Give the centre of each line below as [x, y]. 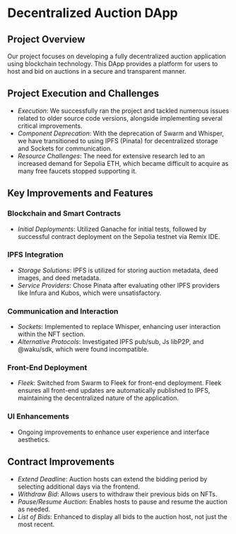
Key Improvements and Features [80, 193]
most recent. [36, 524]
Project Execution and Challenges [83, 94]
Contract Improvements [61, 462]
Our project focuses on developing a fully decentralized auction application [117, 56]
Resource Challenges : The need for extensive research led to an [111, 156]
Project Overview [46, 39]
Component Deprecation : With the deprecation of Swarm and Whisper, [121, 133]
